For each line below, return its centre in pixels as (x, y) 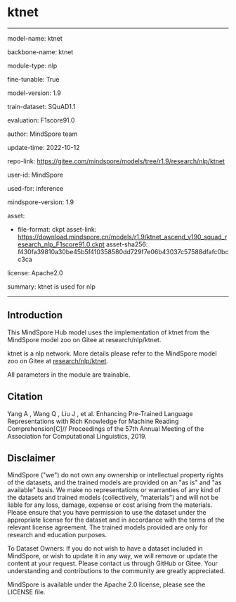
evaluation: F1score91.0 (41, 120)
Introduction (35, 315)
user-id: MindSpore (35, 175)
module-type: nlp (32, 65)
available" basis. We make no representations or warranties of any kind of (114, 490)
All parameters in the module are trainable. (69, 375)
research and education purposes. (57, 535)
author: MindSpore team (42, 134)
